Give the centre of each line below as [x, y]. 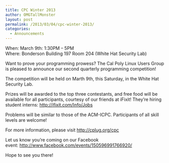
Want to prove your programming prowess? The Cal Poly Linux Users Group [85, 63]
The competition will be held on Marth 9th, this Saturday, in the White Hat [82, 79]
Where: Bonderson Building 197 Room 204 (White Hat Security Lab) [76, 53]
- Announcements [27, 34]
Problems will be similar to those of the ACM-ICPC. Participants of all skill [82, 115]
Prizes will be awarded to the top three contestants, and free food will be [81, 94]
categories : [18, 29]
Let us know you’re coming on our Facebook [52, 140]
